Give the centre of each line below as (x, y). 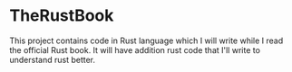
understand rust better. (53, 59)
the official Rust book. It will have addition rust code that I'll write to (135, 49)
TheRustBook (62, 16)
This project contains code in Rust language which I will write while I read (146, 40)
